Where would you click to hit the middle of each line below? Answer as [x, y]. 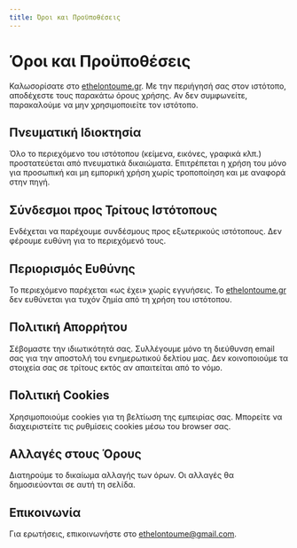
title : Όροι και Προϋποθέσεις [65, 17]
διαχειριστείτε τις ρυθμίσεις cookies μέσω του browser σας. [120, 426]
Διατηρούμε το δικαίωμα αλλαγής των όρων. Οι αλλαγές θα [122, 475]
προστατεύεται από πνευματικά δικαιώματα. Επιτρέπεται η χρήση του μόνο [148, 163]
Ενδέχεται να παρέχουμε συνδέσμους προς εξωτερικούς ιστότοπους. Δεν [145, 231]
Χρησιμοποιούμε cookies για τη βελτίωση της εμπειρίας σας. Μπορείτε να [146, 417]
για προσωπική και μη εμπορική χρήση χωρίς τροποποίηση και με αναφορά [148, 173]
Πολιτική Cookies [59, 395]
